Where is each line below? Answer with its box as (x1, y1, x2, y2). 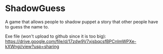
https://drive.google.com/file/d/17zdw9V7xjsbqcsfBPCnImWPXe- (5, 38, 137, 44)
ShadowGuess (5, 3, 66, 14)
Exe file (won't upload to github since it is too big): (5, 33, 106, 39)
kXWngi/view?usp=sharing (5, 43, 60, 49)
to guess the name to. (5, 24, 49, 29)
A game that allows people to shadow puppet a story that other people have (5, 19, 158, 25)
